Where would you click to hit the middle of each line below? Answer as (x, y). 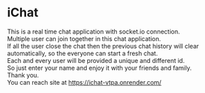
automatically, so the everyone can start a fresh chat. (83, 53)
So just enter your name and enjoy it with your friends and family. (99, 68)
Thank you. (23, 75)
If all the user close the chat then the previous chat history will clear (103, 46)
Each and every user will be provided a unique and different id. (96, 60)
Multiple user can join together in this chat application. (84, 38)
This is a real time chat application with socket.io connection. (94, 31)
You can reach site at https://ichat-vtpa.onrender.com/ (84, 82)
